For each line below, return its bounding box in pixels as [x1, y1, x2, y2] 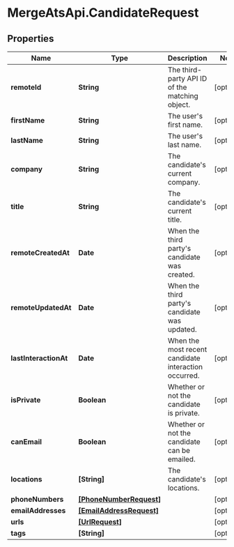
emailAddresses [10, 506, 66, 515]
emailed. [167, 454, 196, 464]
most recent [167, 345, 208, 354]
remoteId [10, 82, 42, 92]
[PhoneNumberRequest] [78, 495, 162, 504]
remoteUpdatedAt [10, 303, 72, 312]
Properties [7, 33, 54, 45]
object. [167, 100, 190, 109]
